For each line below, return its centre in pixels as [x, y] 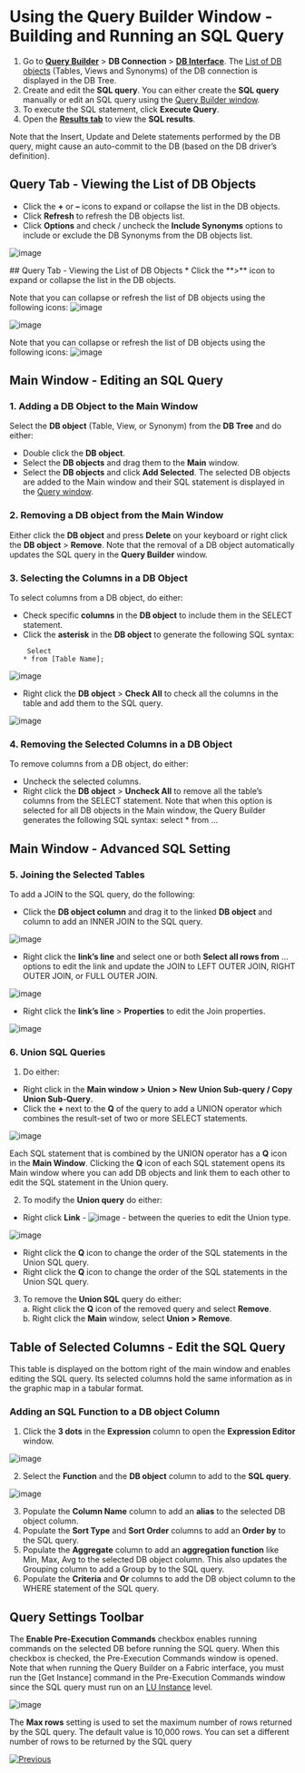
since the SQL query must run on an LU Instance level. [111, 1687]
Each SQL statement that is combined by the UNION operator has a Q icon [148, 1153]
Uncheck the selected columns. [82, 781]
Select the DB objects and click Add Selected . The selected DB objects [156, 473]
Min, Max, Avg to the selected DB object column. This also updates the [155, 1560]
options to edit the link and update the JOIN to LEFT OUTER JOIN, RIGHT [159, 966]
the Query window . [58, 492]
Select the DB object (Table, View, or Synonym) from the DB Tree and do [146, 426]
